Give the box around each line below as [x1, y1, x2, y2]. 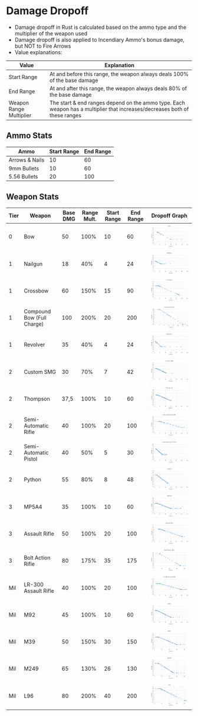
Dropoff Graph [151, 212, 187, 219]
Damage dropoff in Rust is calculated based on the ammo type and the [14, 24, 187, 31]
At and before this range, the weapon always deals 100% [49, 70, 189, 77]
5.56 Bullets [8, 173, 38, 180]
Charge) [24, 320, 44, 328]
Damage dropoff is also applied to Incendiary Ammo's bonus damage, [14, 36, 184, 43]
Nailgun [24, 260, 43, 267]
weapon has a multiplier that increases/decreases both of [49, 106, 189, 113]
